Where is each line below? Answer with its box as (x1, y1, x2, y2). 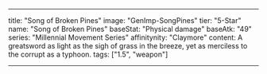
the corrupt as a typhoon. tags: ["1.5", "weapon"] (8, 49, 168, 59)
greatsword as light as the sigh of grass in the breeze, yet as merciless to (8, 41, 248, 50)
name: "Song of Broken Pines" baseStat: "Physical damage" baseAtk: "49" (8, 25, 253, 33)
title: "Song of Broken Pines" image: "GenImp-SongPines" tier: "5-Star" (8, 16, 242, 25)
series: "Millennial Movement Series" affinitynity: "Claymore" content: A (8, 33, 243, 42)
